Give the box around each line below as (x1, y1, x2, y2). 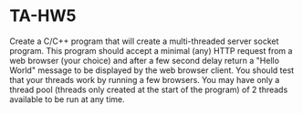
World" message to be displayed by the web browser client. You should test (9, 65, 295, 76)
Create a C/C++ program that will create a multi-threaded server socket (9, 36, 279, 47)
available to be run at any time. (9, 93, 125, 105)
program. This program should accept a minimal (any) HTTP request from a (9, 45, 293, 56)
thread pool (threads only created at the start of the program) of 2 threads (9, 84, 288, 95)
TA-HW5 (9, 5, 77, 26)
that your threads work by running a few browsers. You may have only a (9, 74, 280, 85)
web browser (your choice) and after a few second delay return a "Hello (9, 55, 280, 66)
